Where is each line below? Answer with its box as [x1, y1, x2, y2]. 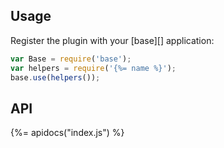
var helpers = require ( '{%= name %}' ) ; [10, 63, 177, 73]
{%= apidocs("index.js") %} [10, 127, 125, 139]
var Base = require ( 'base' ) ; [10, 54, 132, 64]
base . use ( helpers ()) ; [10, 72, 101, 83]
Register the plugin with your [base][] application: [10, 34, 215, 46]
